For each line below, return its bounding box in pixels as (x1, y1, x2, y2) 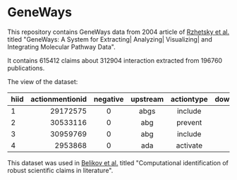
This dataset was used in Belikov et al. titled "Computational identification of (7, 158, 229, 167)
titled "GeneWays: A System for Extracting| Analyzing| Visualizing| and (7, 35, 213, 43)
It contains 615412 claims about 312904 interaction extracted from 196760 (7, 56, 223, 64)
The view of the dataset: (7, 77, 78, 85)
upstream (130, 94, 164, 104)
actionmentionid (30, 94, 87, 104)
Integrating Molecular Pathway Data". (7, 42, 116, 51)
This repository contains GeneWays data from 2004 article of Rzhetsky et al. (7, 28, 230, 36)
